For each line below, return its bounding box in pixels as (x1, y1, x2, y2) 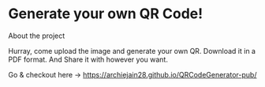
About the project (8, 31, 65, 40)
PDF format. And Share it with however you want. (8, 55, 168, 64)
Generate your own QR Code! (8, 5, 203, 23)
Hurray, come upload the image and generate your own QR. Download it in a (8, 46, 256, 55)
